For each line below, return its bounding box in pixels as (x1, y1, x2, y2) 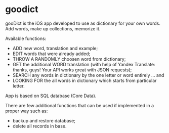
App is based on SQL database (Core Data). (5, 93, 97, 99)
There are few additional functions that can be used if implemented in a (5, 102, 154, 108)
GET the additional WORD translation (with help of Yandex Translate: (12, 61, 155, 67)
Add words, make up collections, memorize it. (5, 25, 101, 31)
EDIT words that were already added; (12, 51, 91, 57)
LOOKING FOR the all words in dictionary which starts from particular (12, 77, 157, 83)
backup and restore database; (12, 117, 76, 123)
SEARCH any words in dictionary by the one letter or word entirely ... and (12, 72, 164, 78)
